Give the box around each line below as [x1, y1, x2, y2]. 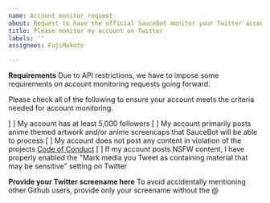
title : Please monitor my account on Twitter [8, 26, 163, 35]
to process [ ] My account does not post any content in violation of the [8, 136, 242, 145]
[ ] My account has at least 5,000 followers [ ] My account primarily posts [8, 119, 252, 128]
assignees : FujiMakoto [8, 42, 84, 50]
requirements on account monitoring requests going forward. [8, 79, 211, 89]
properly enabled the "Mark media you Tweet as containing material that [8, 153, 248, 163]
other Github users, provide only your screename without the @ [8, 185, 219, 195]
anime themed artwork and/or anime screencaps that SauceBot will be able [8, 128, 258, 137]
